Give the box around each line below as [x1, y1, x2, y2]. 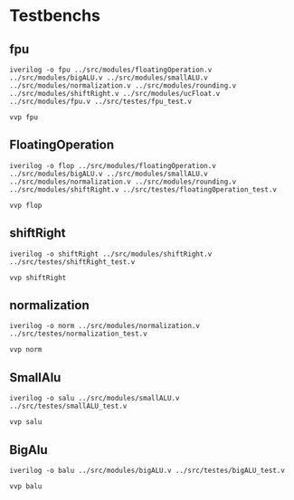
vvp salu [9, 418, 43, 427]
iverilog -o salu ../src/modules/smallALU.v [9, 394, 180, 403]
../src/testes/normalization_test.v [9, 329, 147, 339]
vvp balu [9, 482, 43, 491]
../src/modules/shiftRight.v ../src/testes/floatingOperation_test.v [9, 184, 278, 194]
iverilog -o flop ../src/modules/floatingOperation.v [9, 161, 217, 170]
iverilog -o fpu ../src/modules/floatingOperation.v [9, 65, 213, 74]
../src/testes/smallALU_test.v [9, 401, 128, 411]
